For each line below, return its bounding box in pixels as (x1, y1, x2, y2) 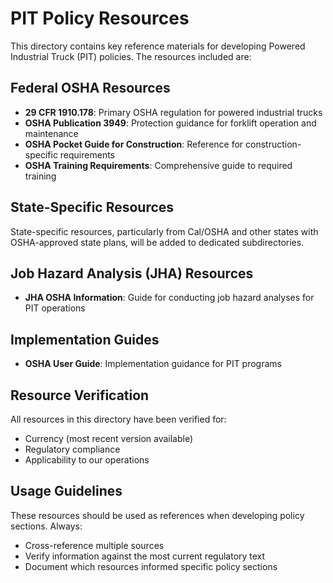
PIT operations (24, 302, 86, 314)
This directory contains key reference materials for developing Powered (10, 40, 306, 52)
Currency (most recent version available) (24, 433, 194, 444)
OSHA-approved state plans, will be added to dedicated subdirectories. (10, 236, 305, 248)
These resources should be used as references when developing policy (10, 509, 305, 521)
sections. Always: (10, 520, 83, 532)
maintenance (24, 127, 79, 139)
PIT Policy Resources (10, 7, 190, 30)
